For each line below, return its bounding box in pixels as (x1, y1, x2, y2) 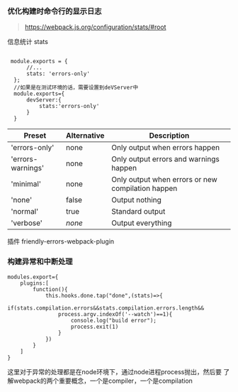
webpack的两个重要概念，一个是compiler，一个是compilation (13, 376, 193, 385)
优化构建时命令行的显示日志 (7, 6, 102, 16)
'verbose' (11, 218, 42, 228)
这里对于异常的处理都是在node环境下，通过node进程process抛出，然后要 (7, 367, 222, 376)
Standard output (111, 207, 166, 217)
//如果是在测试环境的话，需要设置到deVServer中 (13, 84, 139, 92)
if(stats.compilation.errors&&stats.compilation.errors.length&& (7, 304, 204, 312)
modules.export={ (7, 273, 59, 281)
